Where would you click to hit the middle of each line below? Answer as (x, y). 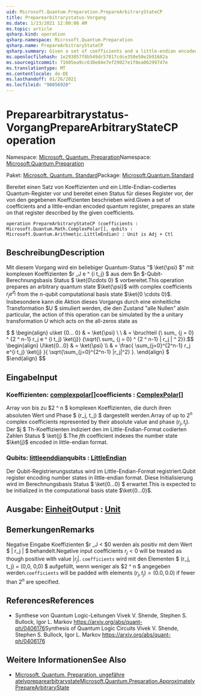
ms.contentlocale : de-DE (37, 74)
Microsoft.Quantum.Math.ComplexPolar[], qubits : (70, 229)
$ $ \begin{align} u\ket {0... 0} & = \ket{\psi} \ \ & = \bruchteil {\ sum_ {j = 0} (100, 333)
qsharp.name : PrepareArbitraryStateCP (55, 46)
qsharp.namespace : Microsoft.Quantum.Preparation (70, 40)
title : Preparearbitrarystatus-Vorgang (56, 18)
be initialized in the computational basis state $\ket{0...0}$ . (79, 490)
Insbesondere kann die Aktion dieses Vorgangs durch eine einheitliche (93, 302)
